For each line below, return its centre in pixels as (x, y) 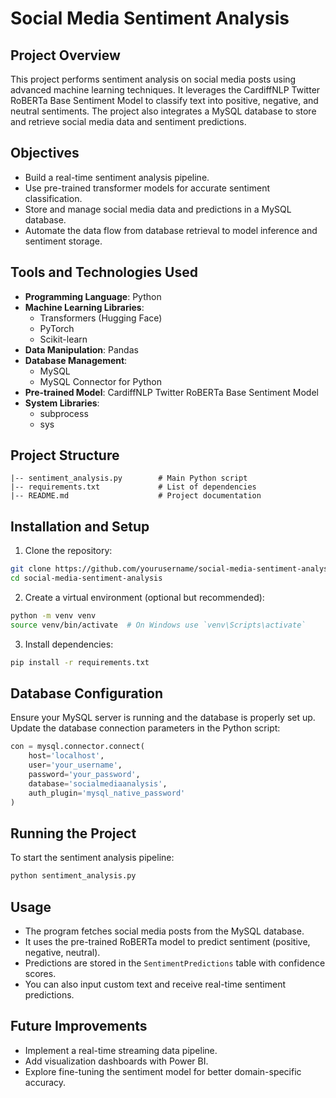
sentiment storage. (63, 241)
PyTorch (57, 328)
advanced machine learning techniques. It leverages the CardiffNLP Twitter (165, 90)
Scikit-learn (63, 339)
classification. (53, 198)
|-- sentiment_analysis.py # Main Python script (129, 478)
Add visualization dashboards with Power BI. (116, 1061)
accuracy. (45, 1082)
